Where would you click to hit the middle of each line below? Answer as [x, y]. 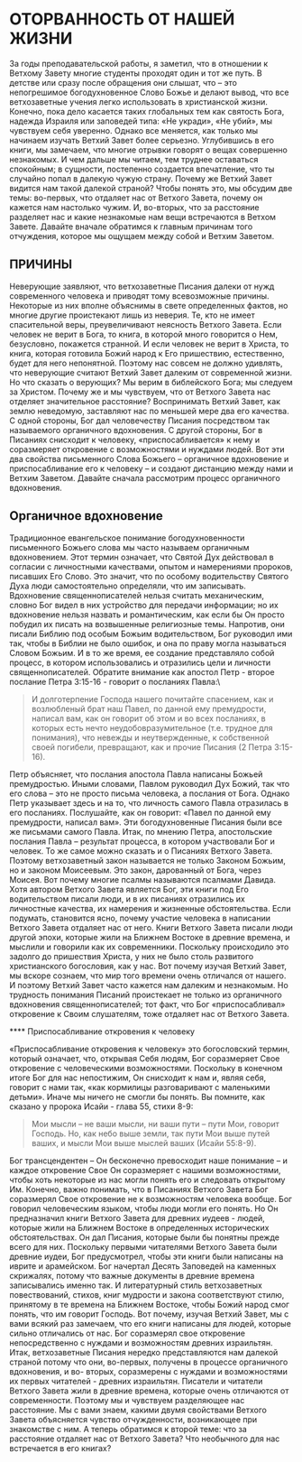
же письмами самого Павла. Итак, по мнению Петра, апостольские [141, 831]
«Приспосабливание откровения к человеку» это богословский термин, [150, 1049]
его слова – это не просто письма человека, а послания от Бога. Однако [150, 793]
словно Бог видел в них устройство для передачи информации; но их [144, 605]
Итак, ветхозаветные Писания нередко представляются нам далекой [144, 1352]
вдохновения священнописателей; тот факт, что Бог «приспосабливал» [147, 1004]
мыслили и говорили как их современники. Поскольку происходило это [149, 947]
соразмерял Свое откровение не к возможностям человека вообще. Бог [151, 1198]
